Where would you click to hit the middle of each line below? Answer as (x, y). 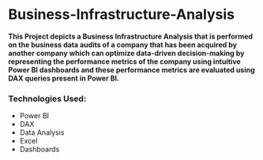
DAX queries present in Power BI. (64, 78)
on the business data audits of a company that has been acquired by (122, 44)
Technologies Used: (47, 99)
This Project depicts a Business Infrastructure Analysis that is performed (131, 36)
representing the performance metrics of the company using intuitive (124, 61)
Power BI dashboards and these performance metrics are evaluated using (131, 69)
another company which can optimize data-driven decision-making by (126, 53)
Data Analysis (42, 132)
